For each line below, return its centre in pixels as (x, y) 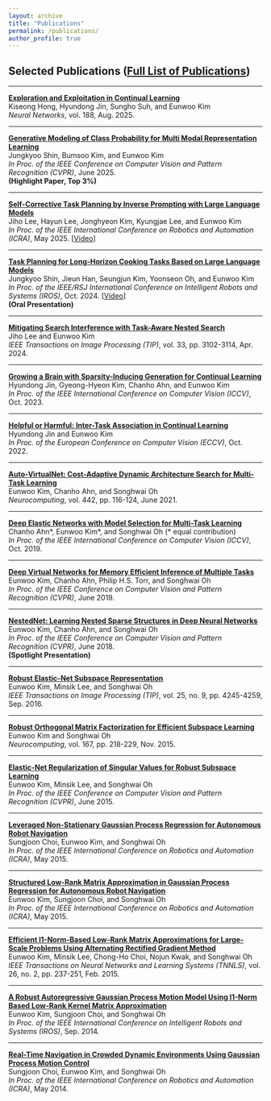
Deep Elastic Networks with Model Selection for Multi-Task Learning (125, 523)
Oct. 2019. (25, 549)
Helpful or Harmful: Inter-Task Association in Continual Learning (118, 426)
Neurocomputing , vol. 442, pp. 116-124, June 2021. (93, 500)
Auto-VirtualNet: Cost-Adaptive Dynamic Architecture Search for (120, 474)
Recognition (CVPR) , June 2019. (62, 598)
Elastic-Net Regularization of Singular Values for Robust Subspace (122, 767)
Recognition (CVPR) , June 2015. (61, 802)
